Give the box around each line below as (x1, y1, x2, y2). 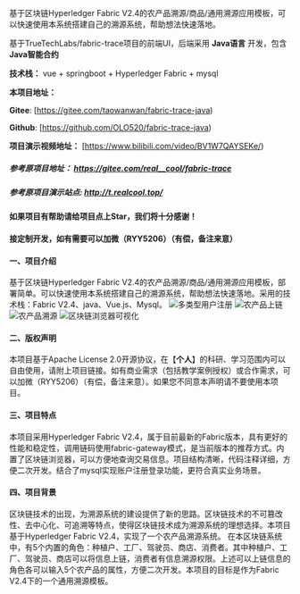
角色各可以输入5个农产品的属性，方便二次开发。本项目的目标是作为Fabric (9, 564, 279, 574)
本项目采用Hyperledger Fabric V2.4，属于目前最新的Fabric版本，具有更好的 (9, 431, 288, 442)
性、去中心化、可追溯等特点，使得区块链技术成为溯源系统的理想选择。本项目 (9, 519, 291, 530)
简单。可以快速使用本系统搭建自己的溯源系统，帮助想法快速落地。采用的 (16, 289, 283, 299)
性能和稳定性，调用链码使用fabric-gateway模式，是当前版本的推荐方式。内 (9, 442, 285, 453)
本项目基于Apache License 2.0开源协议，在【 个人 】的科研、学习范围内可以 (9, 354, 286, 364)
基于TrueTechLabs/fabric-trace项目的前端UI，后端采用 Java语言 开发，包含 (9, 38, 287, 48)
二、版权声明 (9, 332, 56, 343)
